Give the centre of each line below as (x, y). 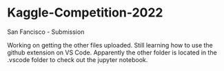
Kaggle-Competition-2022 (85, 13)
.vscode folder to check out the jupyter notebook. (78, 59)
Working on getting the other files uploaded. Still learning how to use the (110, 45)
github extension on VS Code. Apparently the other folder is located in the (112, 52)
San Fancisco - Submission (46, 32)
